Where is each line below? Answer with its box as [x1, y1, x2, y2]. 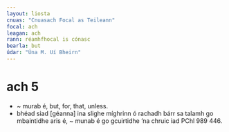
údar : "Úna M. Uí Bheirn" [6, 49, 81, 56]
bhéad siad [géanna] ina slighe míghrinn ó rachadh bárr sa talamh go [16, 109, 214, 117]
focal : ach [6, 23, 38, 30]
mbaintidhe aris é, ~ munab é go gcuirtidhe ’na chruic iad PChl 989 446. [16, 116, 223, 125]
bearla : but [6, 42, 41, 49]
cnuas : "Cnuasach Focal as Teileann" [6, 17, 116, 24]
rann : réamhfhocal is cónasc [6, 36, 91, 43]
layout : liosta [6, 10, 51, 17]
